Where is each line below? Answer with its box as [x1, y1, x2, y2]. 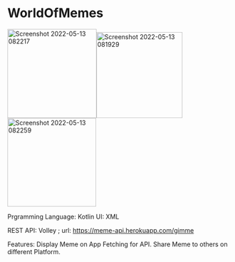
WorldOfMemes [7, 5, 104, 21]
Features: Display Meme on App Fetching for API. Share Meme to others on [7, 240, 228, 248]
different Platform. [7, 247, 61, 256]
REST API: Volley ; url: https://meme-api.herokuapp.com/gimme [7, 226, 194, 234]
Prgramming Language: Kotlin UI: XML [7, 212, 120, 221]
